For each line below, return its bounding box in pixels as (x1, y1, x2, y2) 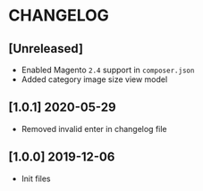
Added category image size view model (21, 74, 168, 85)
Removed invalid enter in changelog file (21, 123, 167, 134)
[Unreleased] (8, 41, 84, 56)
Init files (21, 173, 51, 184)
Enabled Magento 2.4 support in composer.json (21, 64, 195, 75)
